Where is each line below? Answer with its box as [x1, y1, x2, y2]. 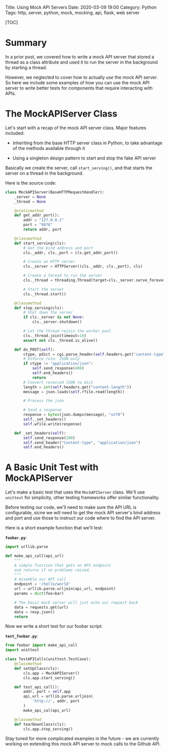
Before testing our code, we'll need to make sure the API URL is [5, 504, 137, 510]
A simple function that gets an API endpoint [14, 563, 112, 568]
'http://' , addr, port [32, 699, 80, 704]
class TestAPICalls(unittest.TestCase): [5, 657, 92, 662]
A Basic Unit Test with [5, 462, 99, 473]
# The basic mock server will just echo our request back [14, 600, 138, 605]
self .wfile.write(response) [23, 421, 82, 426]
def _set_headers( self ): [14, 431, 66, 436]
